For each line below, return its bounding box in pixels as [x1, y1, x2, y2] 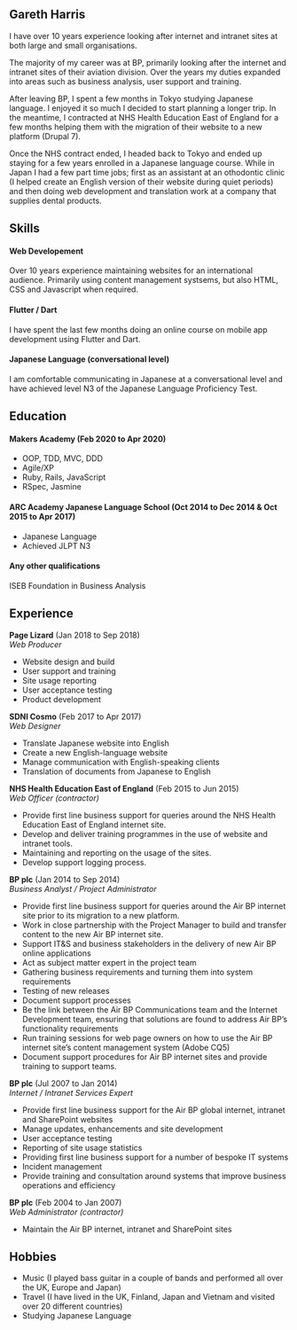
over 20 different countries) [21, 1301, 123, 1311]
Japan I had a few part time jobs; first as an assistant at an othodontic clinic [9, 167, 285, 177]
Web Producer [9, 638, 62, 650]
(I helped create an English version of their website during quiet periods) [9, 176, 274, 187]
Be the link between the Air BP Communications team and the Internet [21, 1004, 277, 1014]
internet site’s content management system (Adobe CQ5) [21, 1042, 231, 1052]
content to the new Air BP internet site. [21, 928, 164, 939]
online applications [21, 948, 91, 958]
